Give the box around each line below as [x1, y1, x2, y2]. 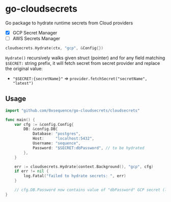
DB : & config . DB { [23, 126, 58, 132]
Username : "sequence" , [32, 141, 81, 146]
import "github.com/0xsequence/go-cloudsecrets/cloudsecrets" [5, 108, 140, 113]
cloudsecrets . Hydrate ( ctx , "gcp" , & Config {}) [5, 46, 103, 51]
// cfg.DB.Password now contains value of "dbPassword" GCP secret [14, 187, 160, 192]
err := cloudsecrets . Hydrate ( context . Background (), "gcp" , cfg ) [14, 164, 154, 169]
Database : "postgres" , [32, 131, 81, 137]
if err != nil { [14, 169, 49, 174]
